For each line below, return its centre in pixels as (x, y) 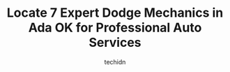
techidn (115, 62)
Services (115, 43)
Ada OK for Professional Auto (115, 28)
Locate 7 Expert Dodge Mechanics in (115, 13)
